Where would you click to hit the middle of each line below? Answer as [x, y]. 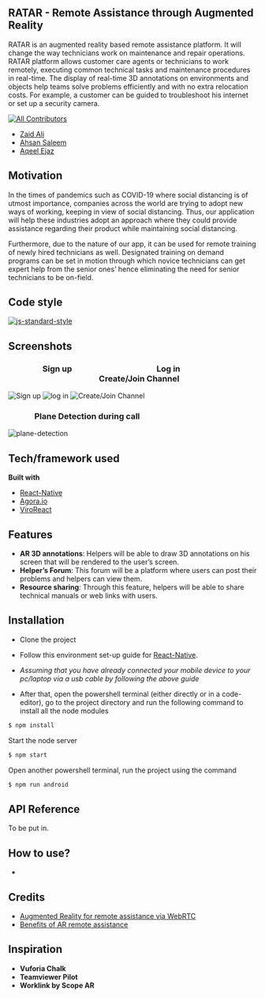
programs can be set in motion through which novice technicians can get [127, 260]
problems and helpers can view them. [81, 579]
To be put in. [29, 828]
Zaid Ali [32, 134]
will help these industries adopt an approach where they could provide [123, 220]
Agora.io [34, 501]
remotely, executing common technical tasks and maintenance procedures [129, 70]
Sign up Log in [111, 369]
